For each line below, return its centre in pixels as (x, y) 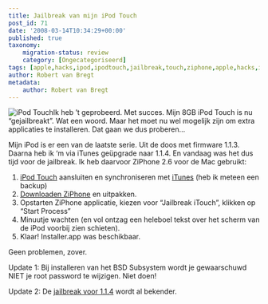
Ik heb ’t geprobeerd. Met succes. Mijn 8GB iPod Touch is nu (153, 113)
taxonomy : (25, 45)
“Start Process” (45, 211)
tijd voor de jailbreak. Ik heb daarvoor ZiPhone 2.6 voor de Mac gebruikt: (128, 162)
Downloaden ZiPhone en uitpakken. (78, 194)
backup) (33, 186)
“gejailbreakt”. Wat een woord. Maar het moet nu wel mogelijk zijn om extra (132, 121)
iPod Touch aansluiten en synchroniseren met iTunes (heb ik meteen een (139, 177)
